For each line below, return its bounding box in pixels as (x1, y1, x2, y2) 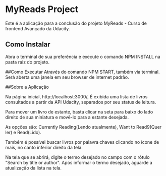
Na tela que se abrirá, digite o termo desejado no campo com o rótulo (5, 154, 150, 160)
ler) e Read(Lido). (5, 129, 41, 135)
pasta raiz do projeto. (5, 59, 49, 65)
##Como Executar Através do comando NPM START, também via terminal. (5, 69, 160, 75)
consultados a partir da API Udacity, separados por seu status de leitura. (5, 99, 156, 105)
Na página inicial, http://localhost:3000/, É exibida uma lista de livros (5, 93, 148, 99)
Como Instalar (5, 40, 50, 49)
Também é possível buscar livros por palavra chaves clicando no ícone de (5, 139, 159, 145)
